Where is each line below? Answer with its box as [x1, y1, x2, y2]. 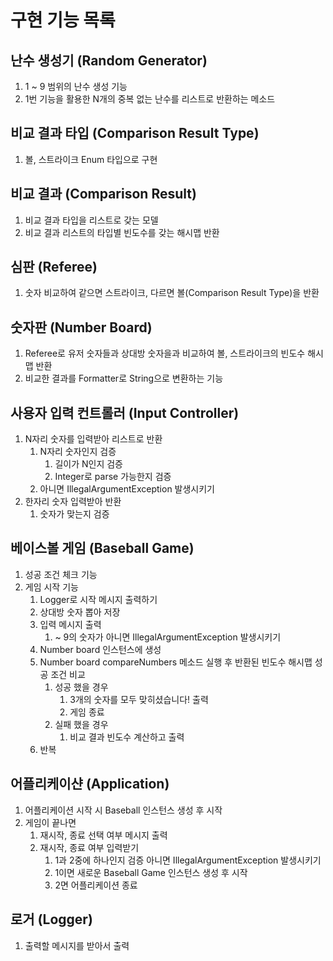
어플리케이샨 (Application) [10, 776, 170, 793]
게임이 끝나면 [24, 816, 77, 828]
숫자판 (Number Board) [10, 319, 153, 336]
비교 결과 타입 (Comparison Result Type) [10, 125, 260, 142]
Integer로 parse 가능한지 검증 [54, 471, 172, 483]
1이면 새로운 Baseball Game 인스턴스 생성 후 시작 [54, 866, 248, 878]
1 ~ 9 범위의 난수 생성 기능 [24, 81, 128, 92]
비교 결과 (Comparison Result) [10, 186, 197, 203]
